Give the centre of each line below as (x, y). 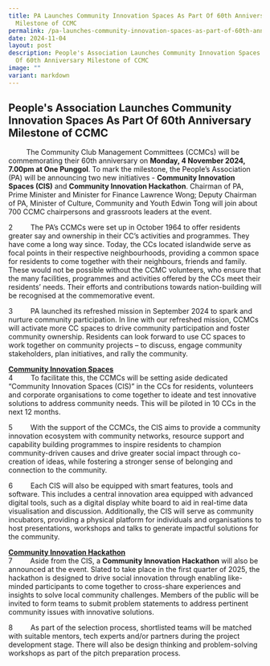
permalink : (27, 30)
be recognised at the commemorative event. (82, 296)
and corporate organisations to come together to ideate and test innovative (133, 395)
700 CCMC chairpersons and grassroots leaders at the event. (110, 212)
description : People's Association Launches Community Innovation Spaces (135, 53)
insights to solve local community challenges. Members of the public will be (134, 595)
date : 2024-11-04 (37, 38)
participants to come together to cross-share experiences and (138, 587)
